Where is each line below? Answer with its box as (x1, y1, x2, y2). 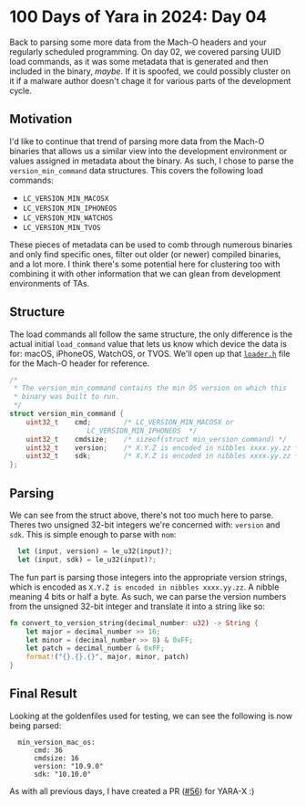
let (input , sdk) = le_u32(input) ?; (17, 555, 157, 564)
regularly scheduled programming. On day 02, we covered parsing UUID (9, 46, 281, 57)
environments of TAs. (9, 277, 90, 288)
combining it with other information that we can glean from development (9, 267, 281, 279)
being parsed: (9, 719, 62, 731)
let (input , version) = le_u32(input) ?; (17, 547, 173, 556)
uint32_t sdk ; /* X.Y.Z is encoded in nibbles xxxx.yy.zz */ (25, 452, 303, 461)
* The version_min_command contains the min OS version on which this (13, 383, 287, 393)
